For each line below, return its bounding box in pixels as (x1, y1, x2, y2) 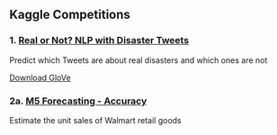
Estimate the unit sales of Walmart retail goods (9, 114, 182, 125)
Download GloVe (9, 72, 71, 83)
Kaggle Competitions (9, 7, 130, 22)
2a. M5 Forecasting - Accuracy (9, 94, 147, 107)
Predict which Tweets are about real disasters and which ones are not (9, 54, 268, 66)
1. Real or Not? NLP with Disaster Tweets (9, 34, 190, 47)
